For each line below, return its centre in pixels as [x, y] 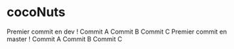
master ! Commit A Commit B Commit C [64, 38]
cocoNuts [36, 12]
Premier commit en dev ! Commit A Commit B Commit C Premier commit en [117, 31]
